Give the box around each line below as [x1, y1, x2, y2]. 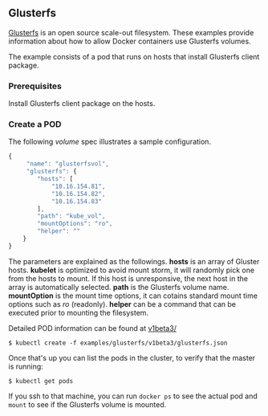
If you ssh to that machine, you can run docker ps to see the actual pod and [8, 391, 258, 401]
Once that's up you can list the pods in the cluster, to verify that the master [8, 353, 256, 362]
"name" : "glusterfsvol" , [26, 160, 110, 168]
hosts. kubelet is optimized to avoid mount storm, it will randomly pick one [8, 265, 255, 275]
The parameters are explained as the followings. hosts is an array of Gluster [8, 256, 260, 266]
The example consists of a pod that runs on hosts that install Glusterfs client [8, 51, 260, 61]
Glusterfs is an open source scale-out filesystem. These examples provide [8, 27, 254, 37]
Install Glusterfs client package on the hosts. [8, 99, 156, 108]
